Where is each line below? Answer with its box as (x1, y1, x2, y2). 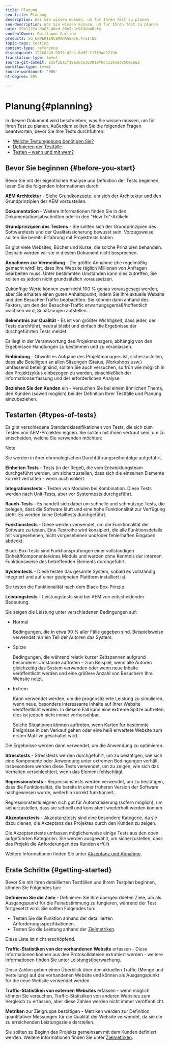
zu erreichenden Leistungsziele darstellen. (5, 1019, 95, 1025)
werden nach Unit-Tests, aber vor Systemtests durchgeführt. (5, 491, 133, 497)
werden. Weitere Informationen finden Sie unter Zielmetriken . (5, 1034, 133, 1040)
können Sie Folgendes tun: (5, 885, 61, 891)
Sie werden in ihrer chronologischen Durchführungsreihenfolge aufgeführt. (5, 455, 162, 461)
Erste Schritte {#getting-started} (5, 866, 112, 874)
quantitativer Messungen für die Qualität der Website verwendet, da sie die (5, 1014, 163, 1020)
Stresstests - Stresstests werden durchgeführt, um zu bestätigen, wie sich (5, 752, 163, 759)
